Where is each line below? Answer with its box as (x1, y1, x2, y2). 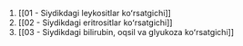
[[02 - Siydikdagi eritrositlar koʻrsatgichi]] (17, 17, 173, 28)
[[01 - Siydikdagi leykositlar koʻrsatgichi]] (17, 8, 171, 18)
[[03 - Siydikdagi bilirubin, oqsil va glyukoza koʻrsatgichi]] (17, 27, 235, 37)
